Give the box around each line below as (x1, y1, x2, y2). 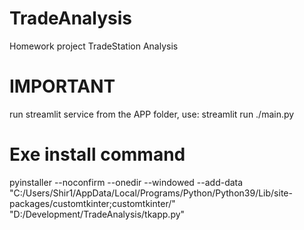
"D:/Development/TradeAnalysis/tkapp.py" (9, 208, 186, 220)
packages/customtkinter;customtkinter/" (9, 197, 176, 209)
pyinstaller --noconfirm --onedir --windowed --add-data (9, 176, 244, 188)
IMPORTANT (9, 75, 116, 98)
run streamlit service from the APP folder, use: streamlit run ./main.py (9, 108, 295, 120)
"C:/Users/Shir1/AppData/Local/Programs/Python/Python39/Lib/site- (9, 187, 293, 199)
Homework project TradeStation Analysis (9, 40, 179, 52)
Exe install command (9, 143, 186, 166)
